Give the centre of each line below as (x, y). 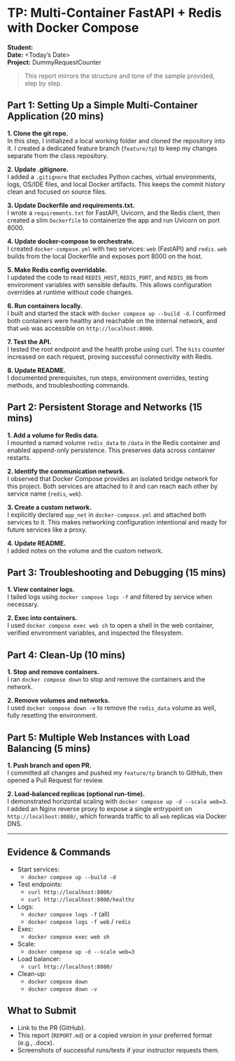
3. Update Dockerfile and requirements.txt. (71, 205)
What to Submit (42, 1011)
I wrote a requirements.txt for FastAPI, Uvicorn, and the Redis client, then (114, 213)
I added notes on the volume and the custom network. (85, 551)
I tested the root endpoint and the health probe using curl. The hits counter (116, 349)
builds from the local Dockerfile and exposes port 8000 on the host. (105, 256)
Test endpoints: (40, 884)
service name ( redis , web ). (45, 494)
